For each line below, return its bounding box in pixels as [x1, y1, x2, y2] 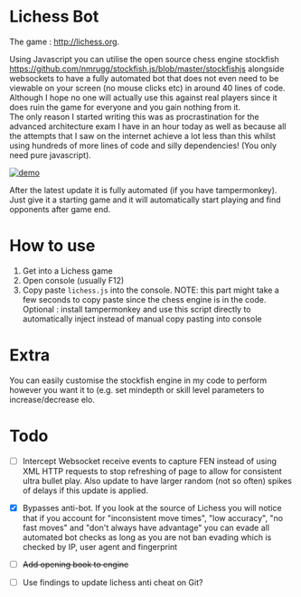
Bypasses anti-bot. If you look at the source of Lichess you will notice [22, 502, 282, 513]
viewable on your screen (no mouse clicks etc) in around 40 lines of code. [9, 82, 286, 93]
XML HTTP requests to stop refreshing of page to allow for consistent [22, 465, 282, 476]
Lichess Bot [9, 6, 99, 27]
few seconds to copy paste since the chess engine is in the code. [22, 294, 267, 304]
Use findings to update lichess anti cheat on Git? [22, 576, 203, 588]
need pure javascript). [9, 149, 92, 160]
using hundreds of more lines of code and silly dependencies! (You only [9, 140, 277, 151]
